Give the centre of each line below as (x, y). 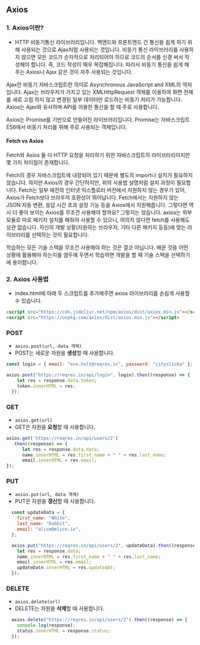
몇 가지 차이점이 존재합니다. (38, 162)
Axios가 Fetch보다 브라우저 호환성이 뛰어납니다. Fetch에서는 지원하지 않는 (93, 197)
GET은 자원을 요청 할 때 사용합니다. (55, 427)
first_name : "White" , (43, 518)
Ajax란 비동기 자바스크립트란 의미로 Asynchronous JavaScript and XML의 (94, 84)
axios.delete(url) (37, 602)
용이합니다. (25, 262)
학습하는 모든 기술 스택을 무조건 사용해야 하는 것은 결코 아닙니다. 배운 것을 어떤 (97, 247)
